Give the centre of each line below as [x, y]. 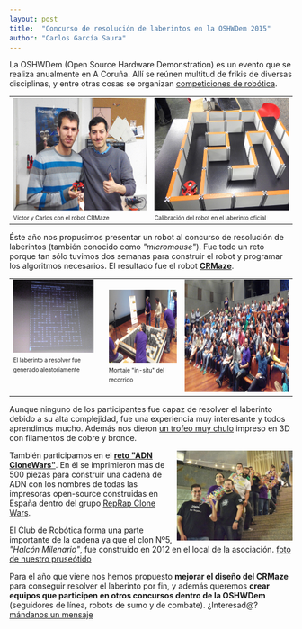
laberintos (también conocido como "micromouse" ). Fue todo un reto [137, 247]
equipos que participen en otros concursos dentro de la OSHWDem [138, 595]
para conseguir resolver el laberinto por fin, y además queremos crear [139, 586]
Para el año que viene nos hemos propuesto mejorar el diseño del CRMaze [149, 576]
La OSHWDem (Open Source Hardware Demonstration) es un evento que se [151, 65]
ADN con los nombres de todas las [73, 484]
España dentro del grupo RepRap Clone [82, 503]
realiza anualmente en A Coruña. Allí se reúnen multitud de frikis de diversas [151, 74]
